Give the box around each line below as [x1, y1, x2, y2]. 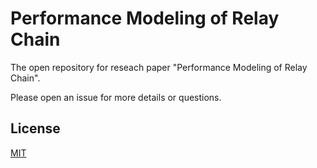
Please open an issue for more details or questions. [10, 91, 222, 103]
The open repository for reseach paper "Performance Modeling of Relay [10, 61, 308, 73]
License [10, 120, 61, 137]
